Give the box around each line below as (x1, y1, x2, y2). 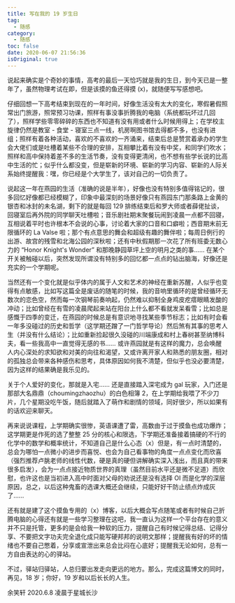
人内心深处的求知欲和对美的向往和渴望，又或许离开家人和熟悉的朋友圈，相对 (7, 348, 228, 356)
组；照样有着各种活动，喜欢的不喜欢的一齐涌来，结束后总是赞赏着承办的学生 (7, 134, 228, 143)
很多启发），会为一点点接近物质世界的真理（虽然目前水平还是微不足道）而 (7, 464, 219, 473)
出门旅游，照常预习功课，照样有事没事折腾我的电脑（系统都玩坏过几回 (13, 108, 215, 116)
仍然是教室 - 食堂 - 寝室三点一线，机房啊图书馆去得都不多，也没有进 (19, 125, 216, 134)
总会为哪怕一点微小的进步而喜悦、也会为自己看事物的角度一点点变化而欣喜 (7, 447, 222, 455)
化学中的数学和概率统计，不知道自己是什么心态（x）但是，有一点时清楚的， (7, 439, 225, 447)
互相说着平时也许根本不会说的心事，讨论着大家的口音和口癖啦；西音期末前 (7, 219, 222, 227)
